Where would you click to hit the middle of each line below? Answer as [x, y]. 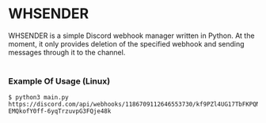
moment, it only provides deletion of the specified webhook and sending [126, 43]
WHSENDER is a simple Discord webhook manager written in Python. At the [131, 35]
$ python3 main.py [38, 98]
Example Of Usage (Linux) [59, 81]
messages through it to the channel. [67, 52]
